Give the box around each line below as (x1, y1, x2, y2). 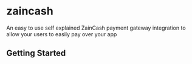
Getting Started (6, 48, 66, 59)
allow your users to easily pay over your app (6, 30, 117, 37)
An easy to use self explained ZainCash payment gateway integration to (6, 24, 187, 31)
